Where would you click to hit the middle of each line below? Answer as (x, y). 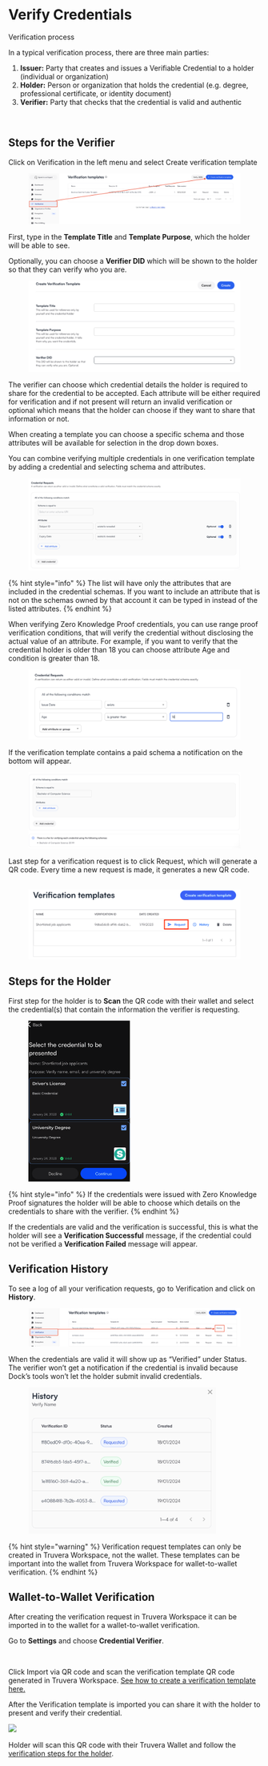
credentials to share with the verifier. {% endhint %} (94, 1211)
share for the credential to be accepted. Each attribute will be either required (134, 394)
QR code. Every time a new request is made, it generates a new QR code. (129, 869)
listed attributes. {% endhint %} (60, 609)
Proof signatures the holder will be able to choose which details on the (124, 1202)
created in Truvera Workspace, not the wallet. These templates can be (124, 1555)
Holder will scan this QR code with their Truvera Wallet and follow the (122, 1744)
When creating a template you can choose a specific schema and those (126, 434)
